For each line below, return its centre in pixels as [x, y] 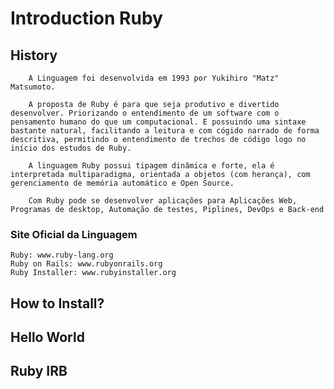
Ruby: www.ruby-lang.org [62, 255]
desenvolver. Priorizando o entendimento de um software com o [145, 113]
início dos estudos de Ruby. [71, 148]
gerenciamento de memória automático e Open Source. [122, 183]
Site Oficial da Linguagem [74, 234]
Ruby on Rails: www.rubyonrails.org [86, 264]
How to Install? [57, 303]
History [34, 55]
